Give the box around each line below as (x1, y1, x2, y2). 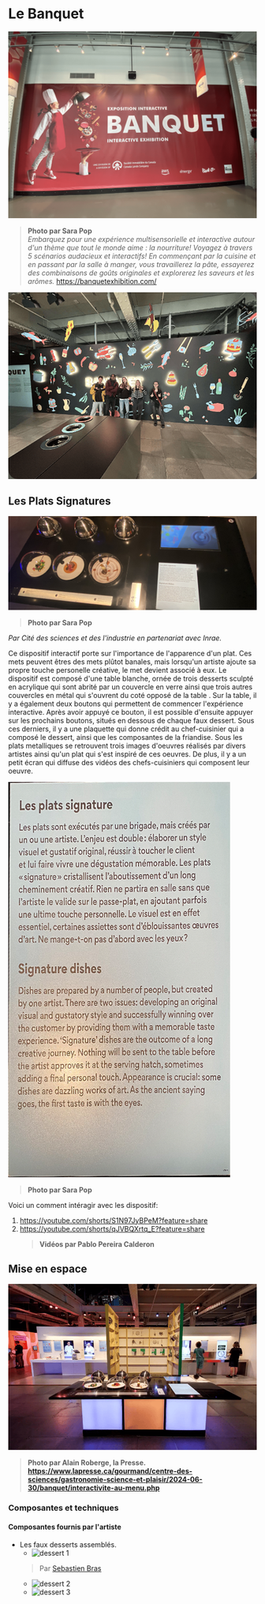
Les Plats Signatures (8, 495, 111, 508)
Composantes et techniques (8, 1503, 119, 1514)
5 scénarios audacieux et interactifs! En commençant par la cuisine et (27, 251, 256, 261)
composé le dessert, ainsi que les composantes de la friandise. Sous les (8, 732, 243, 742)
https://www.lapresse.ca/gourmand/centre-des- (27, 1466, 193, 1475)
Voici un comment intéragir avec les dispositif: (8, 1200, 159, 1210)
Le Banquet (8, 5, 84, 23)
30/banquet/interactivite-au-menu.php (27, 1483, 160, 1493)
